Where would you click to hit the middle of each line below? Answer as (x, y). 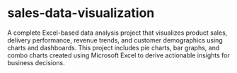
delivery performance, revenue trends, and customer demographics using (115, 40)
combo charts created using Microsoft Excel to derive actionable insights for (118, 55)
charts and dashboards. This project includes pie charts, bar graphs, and (114, 47)
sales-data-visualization (81, 13)
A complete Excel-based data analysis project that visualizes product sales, (117, 33)
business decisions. (36, 62)
